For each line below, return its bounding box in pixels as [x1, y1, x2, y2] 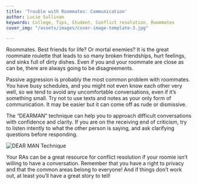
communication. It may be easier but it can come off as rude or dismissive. [6, 101, 187, 108]
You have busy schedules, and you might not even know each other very [6, 83, 182, 90]
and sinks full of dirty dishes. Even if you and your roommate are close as [6, 59, 184, 66]
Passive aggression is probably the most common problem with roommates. [6, 76, 191, 83]
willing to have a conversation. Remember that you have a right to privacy [6, 160, 184, 167]
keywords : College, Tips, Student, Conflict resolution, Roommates [6, 19, 175, 25]
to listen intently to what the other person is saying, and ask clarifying [6, 125, 175, 132]
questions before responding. [6, 131, 78, 138]
